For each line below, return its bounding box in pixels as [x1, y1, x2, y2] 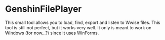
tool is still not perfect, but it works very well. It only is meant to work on [5, 24, 152, 30]
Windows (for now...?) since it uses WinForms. [5, 30, 99, 36]
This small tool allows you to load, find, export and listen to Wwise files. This [5, 20, 161, 25]
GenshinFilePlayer [5, 3, 82, 15]
